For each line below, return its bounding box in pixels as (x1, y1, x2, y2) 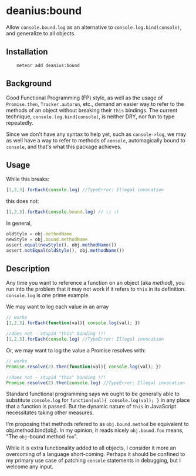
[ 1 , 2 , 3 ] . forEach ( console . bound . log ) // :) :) (6, 209, 120, 215)
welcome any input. (6, 463, 54, 470)
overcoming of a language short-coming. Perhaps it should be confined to (6, 451, 185, 458)
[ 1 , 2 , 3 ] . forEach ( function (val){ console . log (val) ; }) (6, 320, 141, 326)
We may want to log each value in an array (6, 303, 109, 310)
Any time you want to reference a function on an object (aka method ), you (6, 279, 185, 287)
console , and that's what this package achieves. (6, 143, 122, 150)
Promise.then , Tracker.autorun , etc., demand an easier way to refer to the (6, 100, 184, 107)
